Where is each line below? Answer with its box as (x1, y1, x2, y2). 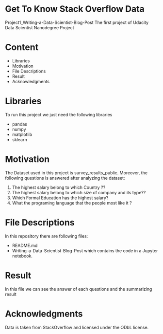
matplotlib (12, 131, 33, 137)
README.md (12, 242, 38, 248)
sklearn (12, 136, 28, 142)
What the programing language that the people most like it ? (12, 200, 132, 205)
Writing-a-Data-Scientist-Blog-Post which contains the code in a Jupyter (12, 247, 158, 254)
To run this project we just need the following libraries (5, 111, 113, 117)
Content (5, 42, 39, 53)
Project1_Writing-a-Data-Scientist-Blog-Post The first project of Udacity (5, 19, 149, 25)
